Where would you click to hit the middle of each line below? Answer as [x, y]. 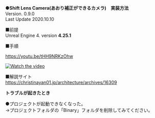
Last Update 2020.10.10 [30, 19]
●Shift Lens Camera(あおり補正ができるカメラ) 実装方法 [67, 8]
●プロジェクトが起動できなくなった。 [46, 104]
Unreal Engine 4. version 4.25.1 [38, 36]
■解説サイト [19, 77]
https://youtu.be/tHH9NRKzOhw [39, 56]
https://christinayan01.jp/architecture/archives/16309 [61, 82]
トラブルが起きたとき [28, 93]
